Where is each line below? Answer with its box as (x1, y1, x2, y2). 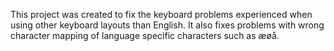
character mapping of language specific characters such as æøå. (10, 30, 280, 41)
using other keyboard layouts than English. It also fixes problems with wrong (10, 19, 325, 31)
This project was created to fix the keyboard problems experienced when (10, 9, 313, 20)
